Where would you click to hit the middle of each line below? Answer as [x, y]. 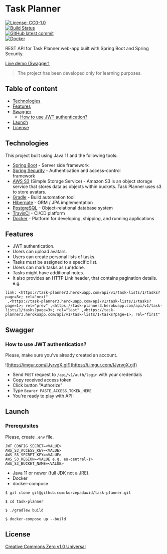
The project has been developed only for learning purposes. [79, 73]
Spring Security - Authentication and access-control [66, 170]
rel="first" [148, 315]
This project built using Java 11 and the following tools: [61, 155]
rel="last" [68, 310]
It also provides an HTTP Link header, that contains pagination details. [85, 278]
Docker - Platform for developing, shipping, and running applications [83, 218]
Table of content [31, 89]
